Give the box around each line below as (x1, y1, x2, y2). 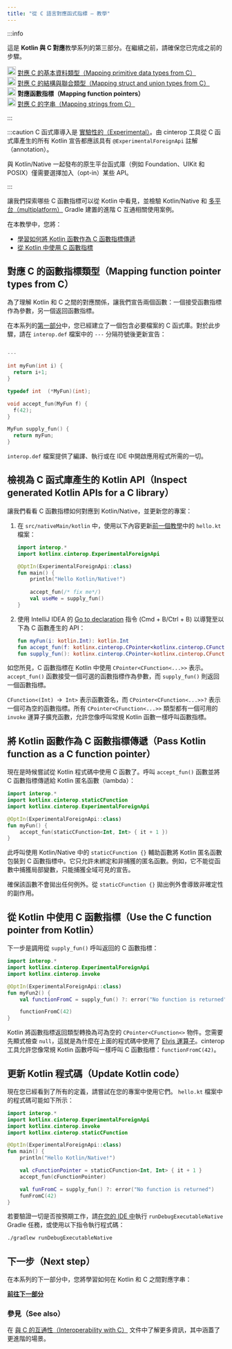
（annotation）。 (7, 145, 53, 153)
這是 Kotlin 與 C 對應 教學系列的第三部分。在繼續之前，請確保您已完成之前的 (7, 43, 222, 52)
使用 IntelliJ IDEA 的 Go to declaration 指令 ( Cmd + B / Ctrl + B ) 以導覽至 (17, 615, 219, 623)
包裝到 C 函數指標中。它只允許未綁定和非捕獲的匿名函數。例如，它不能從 (7, 857, 215, 865)
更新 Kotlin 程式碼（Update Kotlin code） (7, 1067, 185, 1080)
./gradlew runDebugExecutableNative (7, 1235, 113, 1242)
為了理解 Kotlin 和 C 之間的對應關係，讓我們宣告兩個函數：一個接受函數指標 (7, 298, 222, 307)
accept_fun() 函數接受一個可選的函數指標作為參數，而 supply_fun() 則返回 (7, 672, 220, 680)
